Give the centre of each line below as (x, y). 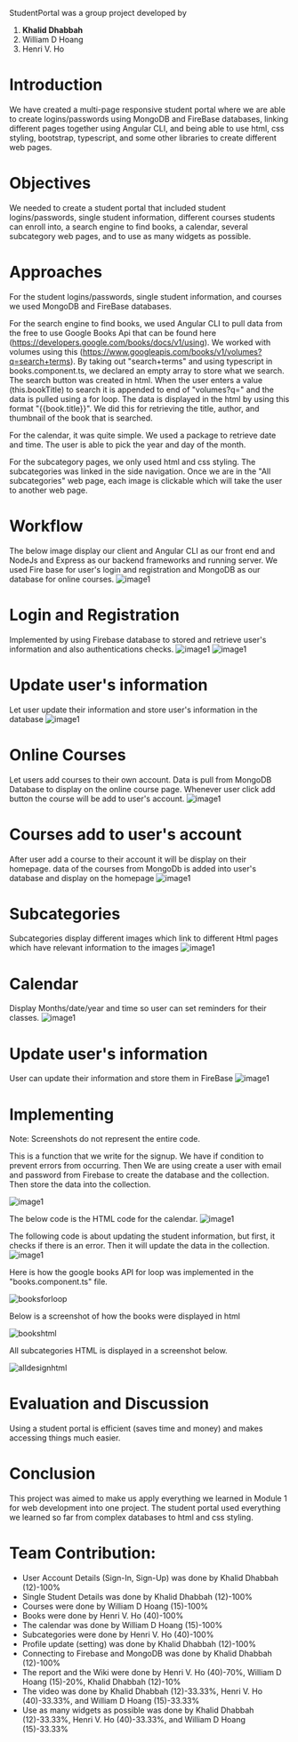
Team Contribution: (83, 1553)
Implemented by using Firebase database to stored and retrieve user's (138, 639)
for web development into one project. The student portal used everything (145, 1508)
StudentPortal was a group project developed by (98, 13)
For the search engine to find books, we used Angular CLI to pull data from (146, 323)
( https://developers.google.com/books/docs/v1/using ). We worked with (140, 342)
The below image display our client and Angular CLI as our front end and (142, 550)
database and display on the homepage (82, 878)
